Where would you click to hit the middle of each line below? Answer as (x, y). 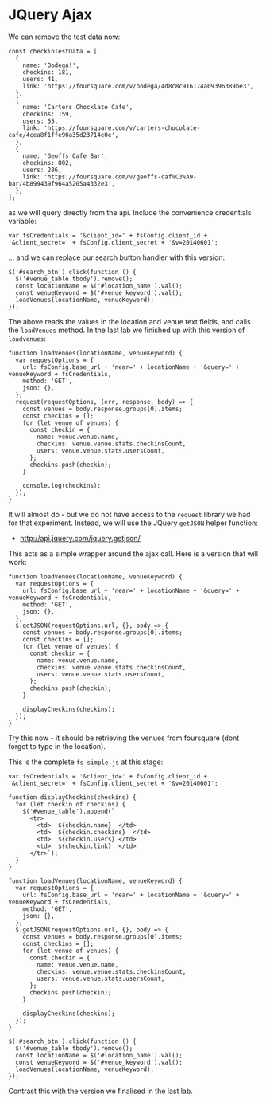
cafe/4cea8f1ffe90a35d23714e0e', (64, 135)
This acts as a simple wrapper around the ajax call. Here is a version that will (133, 553)
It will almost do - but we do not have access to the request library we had (129, 514)
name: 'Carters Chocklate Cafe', (78, 107)
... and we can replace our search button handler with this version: (116, 257)
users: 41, (40, 79)
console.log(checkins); (62, 485)
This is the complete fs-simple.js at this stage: (86, 762)
